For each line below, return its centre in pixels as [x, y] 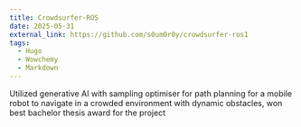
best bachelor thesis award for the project [87, 113]
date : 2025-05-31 [42, 26]
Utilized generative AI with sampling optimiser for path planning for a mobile [151, 93]
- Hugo [30, 51]
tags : [19, 43]
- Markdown [38, 68]
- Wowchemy [38, 59]
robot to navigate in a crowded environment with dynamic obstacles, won [146, 103]
